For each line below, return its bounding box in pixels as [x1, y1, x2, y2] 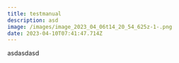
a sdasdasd [7, 49, 40, 57]
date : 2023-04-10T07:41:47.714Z [7, 29, 103, 37]
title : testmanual [7, 10, 62, 17]
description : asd [7, 17, 59, 24]
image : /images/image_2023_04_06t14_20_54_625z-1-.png [7, 23, 173, 30]
